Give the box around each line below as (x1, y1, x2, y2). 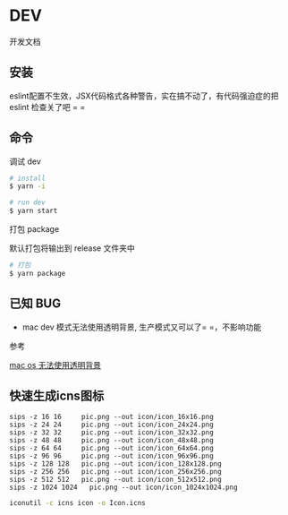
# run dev (9, 198, 47, 207)
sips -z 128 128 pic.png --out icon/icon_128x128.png (9, 459, 222, 468)
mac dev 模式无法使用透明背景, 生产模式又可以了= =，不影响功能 (21, 322, 262, 332)
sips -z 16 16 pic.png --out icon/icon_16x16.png (9, 413, 215, 422)
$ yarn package (9, 269, 66, 278)
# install (9, 174, 47, 183)
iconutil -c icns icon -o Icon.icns (9, 499, 146, 508)
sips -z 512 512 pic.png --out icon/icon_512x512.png (9, 476, 222, 485)
